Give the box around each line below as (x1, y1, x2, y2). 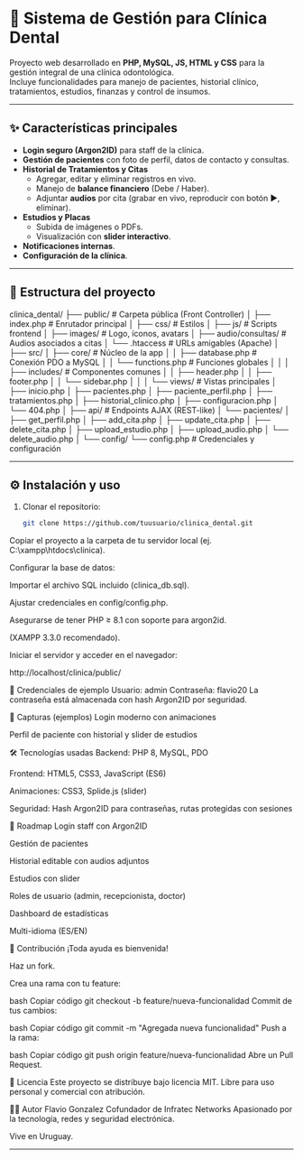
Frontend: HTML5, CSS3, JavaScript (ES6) (9, 768, 167, 779)
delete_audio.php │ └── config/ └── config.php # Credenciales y (9, 433, 255, 444)
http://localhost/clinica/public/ (9, 667, 122, 678)
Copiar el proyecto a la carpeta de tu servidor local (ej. (9, 535, 212, 546)
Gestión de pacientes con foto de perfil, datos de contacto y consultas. (22, 153, 290, 165)
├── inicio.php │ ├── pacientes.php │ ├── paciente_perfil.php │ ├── (9, 385, 273, 396)
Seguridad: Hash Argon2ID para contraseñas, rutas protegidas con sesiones (9, 803, 293, 814)
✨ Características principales (9, 121, 179, 136)
